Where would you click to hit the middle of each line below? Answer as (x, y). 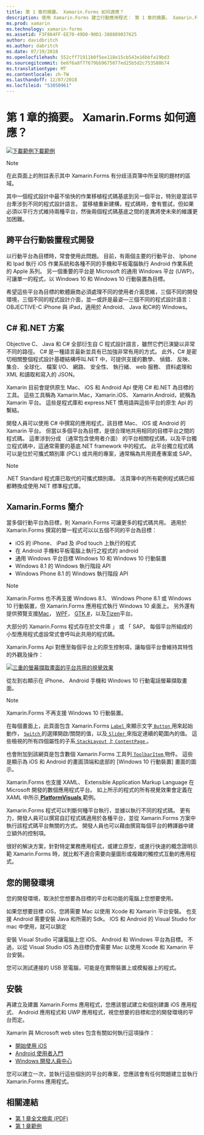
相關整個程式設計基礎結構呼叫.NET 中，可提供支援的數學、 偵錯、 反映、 (102, 359)
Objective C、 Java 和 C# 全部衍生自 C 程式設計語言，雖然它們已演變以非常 (101, 344)
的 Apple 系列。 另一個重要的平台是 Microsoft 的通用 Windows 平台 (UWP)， (102, 271)
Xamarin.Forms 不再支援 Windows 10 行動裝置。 (66, 713)
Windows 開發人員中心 (43, 1061)
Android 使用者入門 (39, 1053)
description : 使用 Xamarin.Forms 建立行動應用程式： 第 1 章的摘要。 (88, 18)
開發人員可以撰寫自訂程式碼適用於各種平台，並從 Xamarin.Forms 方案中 (106, 818)
